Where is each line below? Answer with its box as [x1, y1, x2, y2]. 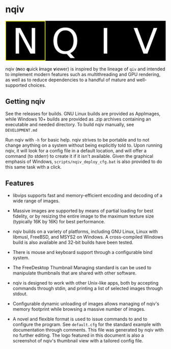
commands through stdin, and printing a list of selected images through [12, 285, 163, 292]
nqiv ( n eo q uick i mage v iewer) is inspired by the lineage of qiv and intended [5, 66, 165, 72]
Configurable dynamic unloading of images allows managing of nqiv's [12, 300, 159, 307]
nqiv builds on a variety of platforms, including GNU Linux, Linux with [12, 228, 158, 235]
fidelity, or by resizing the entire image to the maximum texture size [12, 213, 154, 219]
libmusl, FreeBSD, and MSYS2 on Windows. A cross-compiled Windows [12, 234, 164, 240]
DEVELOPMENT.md [5, 128, 38, 133]
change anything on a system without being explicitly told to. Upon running [5, 142, 163, 149]
